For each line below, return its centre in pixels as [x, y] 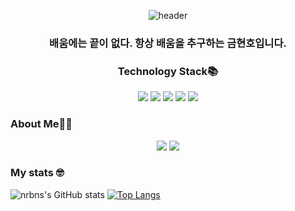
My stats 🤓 [37, 173]
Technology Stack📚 [168, 71]
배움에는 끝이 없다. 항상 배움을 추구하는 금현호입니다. [168, 43]
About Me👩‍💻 [41, 124]
